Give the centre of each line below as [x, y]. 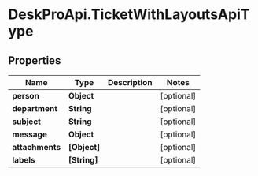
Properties [35, 60]
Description [130, 82]
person [26, 96]
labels [24, 160]
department [35, 109]
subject [27, 122]
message [29, 134]
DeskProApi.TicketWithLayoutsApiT [129, 15]
